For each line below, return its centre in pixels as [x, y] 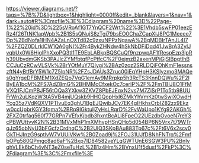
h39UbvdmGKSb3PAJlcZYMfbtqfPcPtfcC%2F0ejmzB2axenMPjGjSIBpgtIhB [98, 59]
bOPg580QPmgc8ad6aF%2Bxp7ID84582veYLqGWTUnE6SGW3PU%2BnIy [98, 141]
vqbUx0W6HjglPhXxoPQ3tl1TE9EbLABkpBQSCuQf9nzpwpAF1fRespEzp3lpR [99, 52]
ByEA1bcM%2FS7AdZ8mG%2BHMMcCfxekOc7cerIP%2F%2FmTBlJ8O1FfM [99, 84]
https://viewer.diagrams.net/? [42, 9]
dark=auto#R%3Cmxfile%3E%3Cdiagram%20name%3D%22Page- [89, 21]
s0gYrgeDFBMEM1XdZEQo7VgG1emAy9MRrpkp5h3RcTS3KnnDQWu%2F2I [98, 78]
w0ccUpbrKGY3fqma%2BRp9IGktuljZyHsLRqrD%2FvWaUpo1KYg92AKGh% [99, 109]
